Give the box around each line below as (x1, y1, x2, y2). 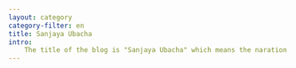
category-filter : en (8, 21, 85, 30)
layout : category (8, 12, 73, 22)
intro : (8, 37, 33, 47)
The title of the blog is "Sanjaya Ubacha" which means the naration (24, 46, 288, 55)
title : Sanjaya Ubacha (8, 29, 92, 38)
